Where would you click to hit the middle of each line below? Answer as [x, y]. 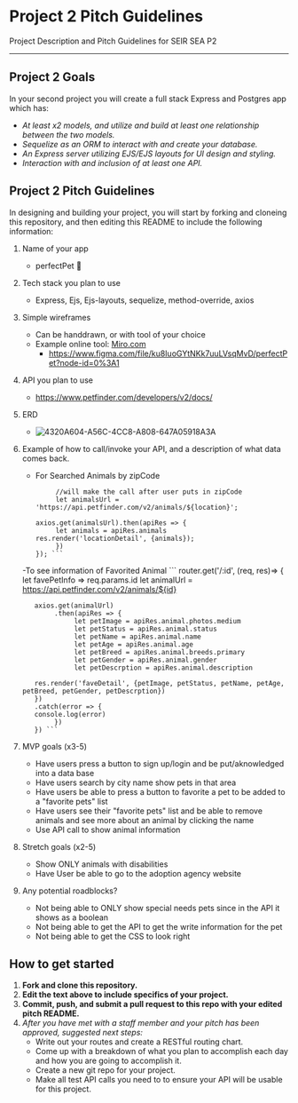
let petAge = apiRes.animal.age [133, 644]
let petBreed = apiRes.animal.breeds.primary [160, 652]
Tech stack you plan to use [71, 282]
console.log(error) [70, 714]
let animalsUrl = [87, 499]
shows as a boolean [72, 917]
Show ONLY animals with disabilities [102, 864]
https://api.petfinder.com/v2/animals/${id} [99, 589]
